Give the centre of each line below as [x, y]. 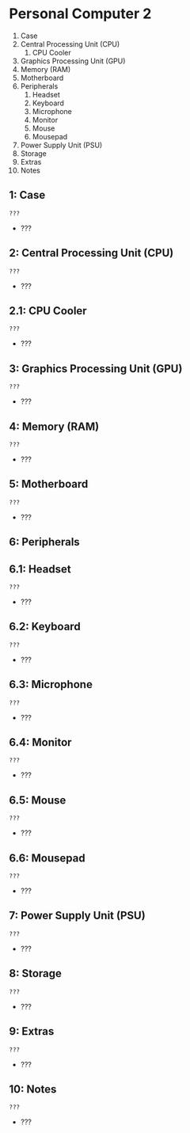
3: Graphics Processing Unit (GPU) [96, 369]
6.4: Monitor [40, 742]
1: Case [27, 195]
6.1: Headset [40, 569]
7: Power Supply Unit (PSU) [77, 916]
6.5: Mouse [38, 800]
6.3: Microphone [51, 684]
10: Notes [33, 1089]
